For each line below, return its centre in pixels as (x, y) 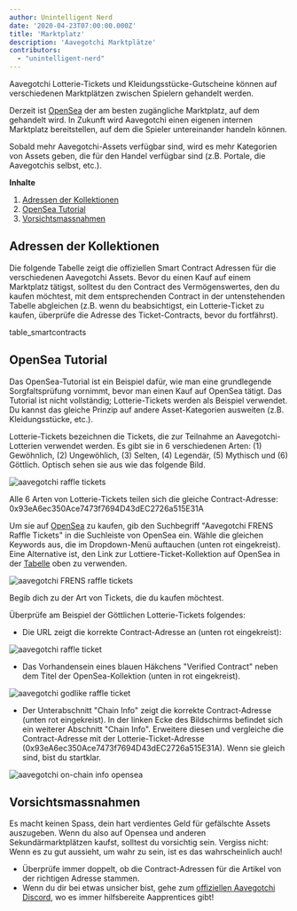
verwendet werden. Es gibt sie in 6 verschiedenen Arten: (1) (153, 445)
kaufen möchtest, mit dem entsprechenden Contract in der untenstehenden (147, 296)
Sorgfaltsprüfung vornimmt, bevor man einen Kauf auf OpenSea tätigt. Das (145, 390)
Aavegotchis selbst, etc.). (55, 165)
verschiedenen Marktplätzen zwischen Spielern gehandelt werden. (132, 93)
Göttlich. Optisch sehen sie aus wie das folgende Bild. (107, 464)
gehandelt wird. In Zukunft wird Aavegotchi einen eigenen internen (131, 120)
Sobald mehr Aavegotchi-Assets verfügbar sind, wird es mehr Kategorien (143, 146)
